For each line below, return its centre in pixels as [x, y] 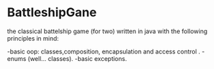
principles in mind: [33, 38]
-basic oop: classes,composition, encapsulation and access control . [104, 51]
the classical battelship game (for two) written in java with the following [107, 31]
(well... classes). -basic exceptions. [77, 58]
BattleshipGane [52, 13]
